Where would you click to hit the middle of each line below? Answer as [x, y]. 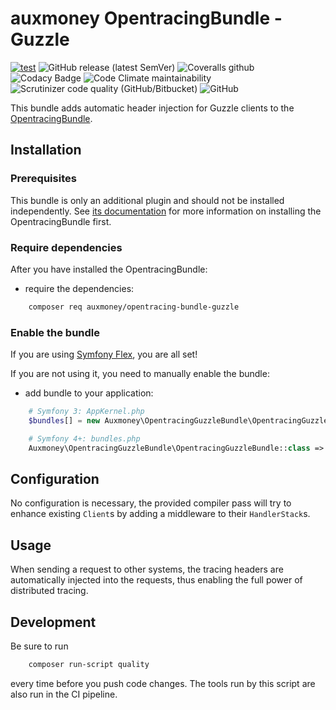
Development [53, 622]
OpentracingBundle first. [61, 221]
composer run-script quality [89, 665]
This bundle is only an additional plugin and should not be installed [147, 200]
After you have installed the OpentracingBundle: [109, 269]
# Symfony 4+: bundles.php [84, 438]
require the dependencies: [79, 288]
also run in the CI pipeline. [64, 694]
